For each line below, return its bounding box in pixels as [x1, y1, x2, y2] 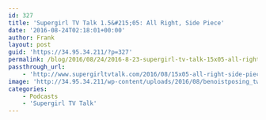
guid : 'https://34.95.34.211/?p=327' [8, 48, 133, 56]
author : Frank [8, 33, 55, 42]
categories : [8, 84, 47, 93]
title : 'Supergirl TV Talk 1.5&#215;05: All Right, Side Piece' [8, 19, 225, 27]
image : [8, 77, 30, 85]
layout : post [8, 41, 51, 49]
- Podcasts [22, 92, 59, 100]
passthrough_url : [8, 63, 66, 71]
